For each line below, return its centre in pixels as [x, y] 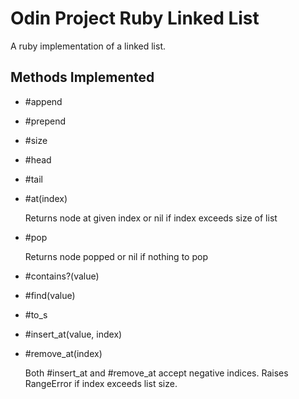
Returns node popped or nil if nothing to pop [116, 256]
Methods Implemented [82, 77]
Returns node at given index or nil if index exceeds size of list [151, 218]
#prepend [45, 121]
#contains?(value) [62, 276]
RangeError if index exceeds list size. [101, 383]
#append [43, 101]
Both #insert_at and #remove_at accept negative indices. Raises [156, 373]
